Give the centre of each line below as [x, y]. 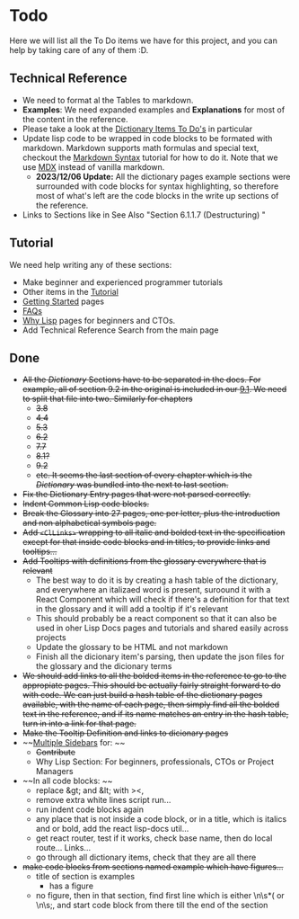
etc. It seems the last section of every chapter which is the [144, 475]
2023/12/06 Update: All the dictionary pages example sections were [163, 176]
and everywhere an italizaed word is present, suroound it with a [153, 590]
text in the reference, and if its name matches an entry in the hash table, [155, 714]
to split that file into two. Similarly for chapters [107, 399]
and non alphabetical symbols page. [89, 523]
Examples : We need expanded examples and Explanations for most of [154, 110]
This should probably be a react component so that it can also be [156, 619]
